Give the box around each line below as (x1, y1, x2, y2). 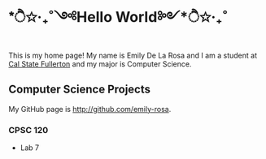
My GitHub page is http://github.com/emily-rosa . (8, 104, 172, 114)
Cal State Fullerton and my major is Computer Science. (8, 58, 192, 69)
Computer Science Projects (8, 83, 151, 97)
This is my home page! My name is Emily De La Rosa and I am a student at (8, 50, 258, 60)
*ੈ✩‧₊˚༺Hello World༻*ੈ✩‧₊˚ (8, 8, 228, 27)
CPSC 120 (8, 124, 49, 135)
